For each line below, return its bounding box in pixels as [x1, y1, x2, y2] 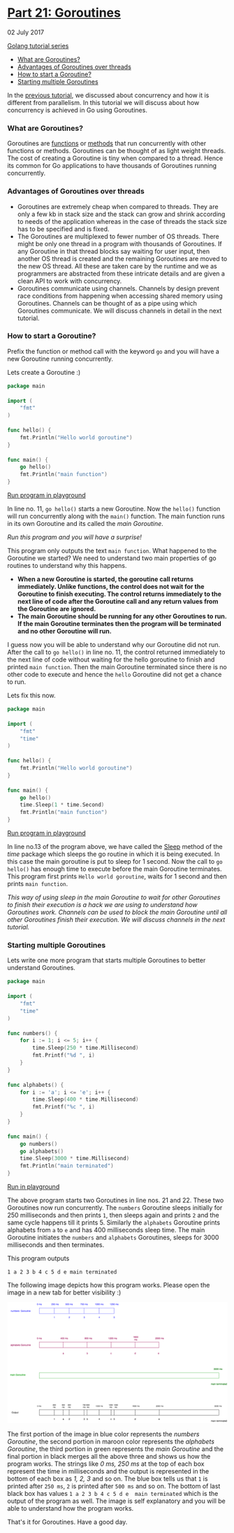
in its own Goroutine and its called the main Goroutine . [7, 520, 164, 528]
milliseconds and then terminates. [7, 1241, 105, 1249]
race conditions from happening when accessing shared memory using [17, 292, 223, 300]
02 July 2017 [7, 28, 44, 36]
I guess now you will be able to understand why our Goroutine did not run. [7, 641, 221, 649]
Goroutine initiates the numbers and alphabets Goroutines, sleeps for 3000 [7, 1233, 219, 1241]
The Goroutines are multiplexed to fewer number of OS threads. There [17, 232, 220, 241]
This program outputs [7, 1254, 70, 1262]
